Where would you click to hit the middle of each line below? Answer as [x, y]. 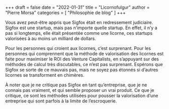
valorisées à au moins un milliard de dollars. [51, 38]
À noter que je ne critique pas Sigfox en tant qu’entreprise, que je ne [76, 85]
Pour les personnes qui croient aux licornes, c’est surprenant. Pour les [78, 48]
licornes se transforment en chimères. [45, 75]
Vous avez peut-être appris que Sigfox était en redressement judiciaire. [79, 22]
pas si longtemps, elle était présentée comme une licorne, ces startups [79, 33]
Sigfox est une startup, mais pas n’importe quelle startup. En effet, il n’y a [81, 28]
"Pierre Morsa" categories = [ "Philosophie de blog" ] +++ [66, 13]
